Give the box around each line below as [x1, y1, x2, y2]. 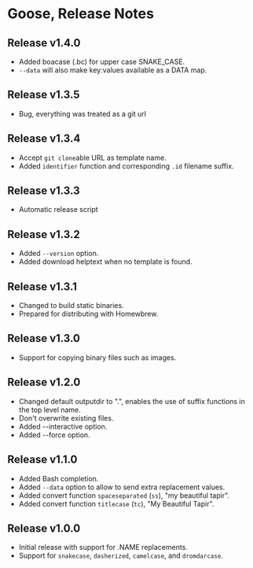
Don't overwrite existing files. [18, 413, 114, 422]
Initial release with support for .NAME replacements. [18, 543, 188, 552]
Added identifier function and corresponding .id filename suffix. [18, 161, 234, 170]
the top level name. [18, 405, 82, 414]
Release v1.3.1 [7, 280, 78, 293]
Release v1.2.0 [7, 376, 81, 389]
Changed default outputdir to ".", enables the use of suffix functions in [18, 396, 245, 406]
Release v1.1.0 [7, 453, 78, 466]
